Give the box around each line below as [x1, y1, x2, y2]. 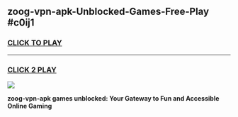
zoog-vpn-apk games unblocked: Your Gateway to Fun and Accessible [7, 94, 220, 102]
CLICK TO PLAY [7, 38, 62, 48]
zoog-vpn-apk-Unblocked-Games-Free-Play [7, 6, 210, 18]
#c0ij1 [7, 17, 35, 29]
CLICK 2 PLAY [7, 65, 57, 74]
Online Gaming [7, 101, 52, 110]
